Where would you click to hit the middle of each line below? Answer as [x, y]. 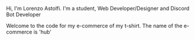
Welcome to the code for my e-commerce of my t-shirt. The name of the [94, 26]
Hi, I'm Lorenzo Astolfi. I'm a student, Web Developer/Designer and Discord [98, 8]
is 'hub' [43, 32]
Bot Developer [24, 14]
